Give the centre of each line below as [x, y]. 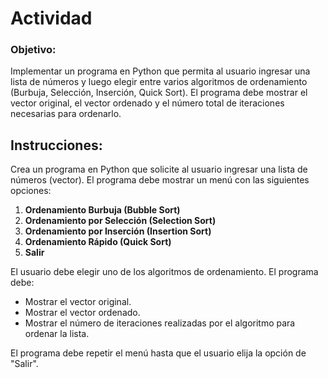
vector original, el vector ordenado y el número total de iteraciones [147, 103]
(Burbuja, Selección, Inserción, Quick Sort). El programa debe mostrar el [159, 93]
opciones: [31, 191]
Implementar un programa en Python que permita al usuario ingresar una [160, 71]
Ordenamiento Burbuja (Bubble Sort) [102, 210]
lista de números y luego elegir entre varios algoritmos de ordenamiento [159, 82]
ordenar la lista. [57, 334]
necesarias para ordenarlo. [66, 114]
